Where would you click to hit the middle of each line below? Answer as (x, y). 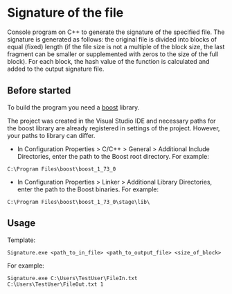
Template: (21, 240)
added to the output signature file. (56, 69)
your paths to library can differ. (51, 135)
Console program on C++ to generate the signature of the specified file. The (116, 32)
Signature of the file (65, 13)
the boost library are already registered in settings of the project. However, (114, 128)
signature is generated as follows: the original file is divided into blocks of (112, 39)
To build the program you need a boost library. (73, 107)
